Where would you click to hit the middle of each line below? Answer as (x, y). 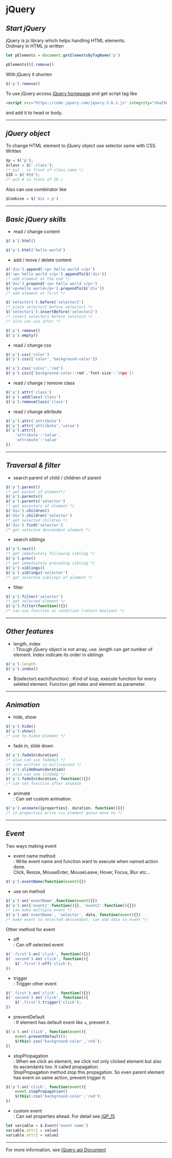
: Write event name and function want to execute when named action (86, 861)
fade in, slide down (33, 746)
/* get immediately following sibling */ (51, 554)
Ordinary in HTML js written (35, 46)
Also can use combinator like (36, 189)
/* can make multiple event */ (39, 910)
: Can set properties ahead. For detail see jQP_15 (64, 1116)
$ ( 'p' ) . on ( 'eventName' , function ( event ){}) (52, 900)
